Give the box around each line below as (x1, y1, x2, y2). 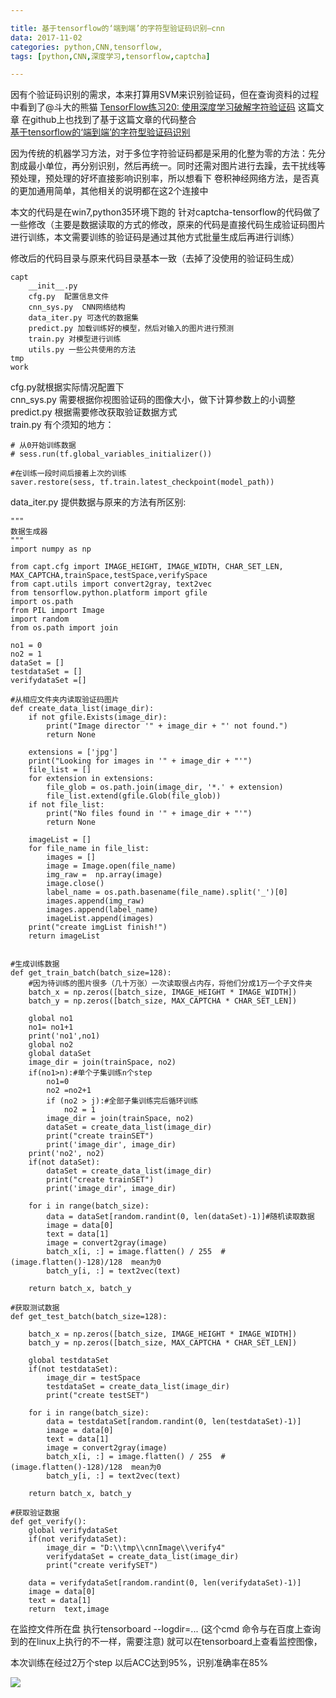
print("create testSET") (46, 1391, 150, 1401)
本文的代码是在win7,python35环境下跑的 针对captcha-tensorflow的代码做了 (10, 206, 322, 218)
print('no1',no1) (28, 1031, 101, 1041)
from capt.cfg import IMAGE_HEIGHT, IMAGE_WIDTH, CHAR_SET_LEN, (10, 562, 284, 572)
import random (10, 614, 70, 625)
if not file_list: (28, 800, 105, 810)
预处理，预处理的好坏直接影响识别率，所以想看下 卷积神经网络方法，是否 (10, 172, 311, 185)
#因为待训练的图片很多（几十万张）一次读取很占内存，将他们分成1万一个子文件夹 (28, 979, 313, 989)
